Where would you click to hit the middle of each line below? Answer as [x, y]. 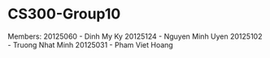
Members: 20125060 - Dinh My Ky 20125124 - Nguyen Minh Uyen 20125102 [135, 36]
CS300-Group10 [64, 14]
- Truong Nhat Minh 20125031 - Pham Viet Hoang [91, 44]
